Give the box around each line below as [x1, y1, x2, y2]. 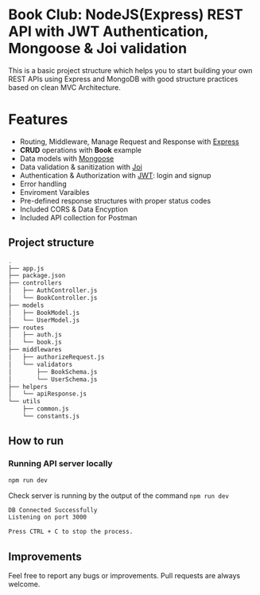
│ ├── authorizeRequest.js [8, 353, 105, 361]
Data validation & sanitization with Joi [19, 161, 143, 172]
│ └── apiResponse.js [8, 390, 87, 399]
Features [8, 111, 68, 129]
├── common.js [22, 405, 69, 413]
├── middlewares [8, 346, 62, 354]
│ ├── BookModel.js [8, 309, 80, 317]
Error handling [19, 179, 67, 189]
